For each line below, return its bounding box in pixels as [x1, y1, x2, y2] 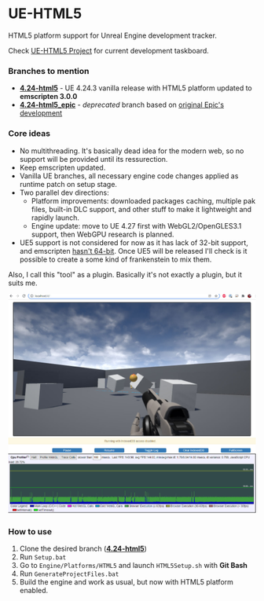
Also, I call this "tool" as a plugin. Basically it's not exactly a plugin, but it [8, 269, 242, 279]
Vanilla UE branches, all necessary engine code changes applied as [19, 170, 239, 181]
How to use [8, 526, 53, 537]
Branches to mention [8, 65, 90, 76]
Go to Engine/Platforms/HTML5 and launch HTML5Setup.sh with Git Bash [19, 561, 247, 570]
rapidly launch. [31, 213, 80, 222]
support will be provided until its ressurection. [19, 154, 168, 163]
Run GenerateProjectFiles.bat [19, 569, 119, 578]
